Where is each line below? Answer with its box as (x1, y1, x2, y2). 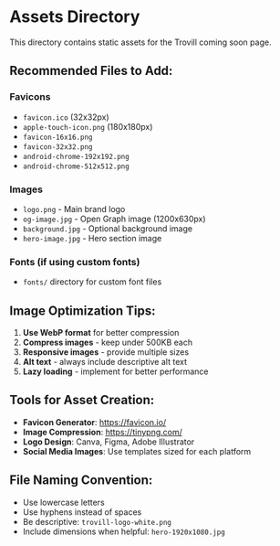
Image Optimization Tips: (9, 303, 156, 318)
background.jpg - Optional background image (22, 222, 193, 234)
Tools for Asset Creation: (9, 392, 155, 408)
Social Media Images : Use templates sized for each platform (22, 445, 252, 456)
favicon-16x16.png (22, 133, 93, 142)
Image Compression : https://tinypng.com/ (22, 426, 182, 437)
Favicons (9, 91, 51, 103)
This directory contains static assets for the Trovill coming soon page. (9, 37, 272, 48)
